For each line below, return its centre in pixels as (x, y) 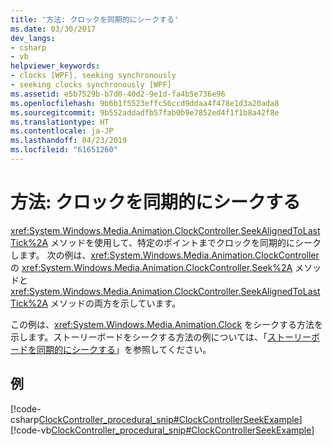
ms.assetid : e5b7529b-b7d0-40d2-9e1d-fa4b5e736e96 (118, 94)
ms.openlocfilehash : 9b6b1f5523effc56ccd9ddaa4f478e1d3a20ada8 (145, 103)
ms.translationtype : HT (60, 122)
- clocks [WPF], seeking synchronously (93, 76)
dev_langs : (33, 38)
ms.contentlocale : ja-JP (62, 131)
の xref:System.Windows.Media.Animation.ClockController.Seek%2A (151, 267)
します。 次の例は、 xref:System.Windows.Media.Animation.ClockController (165, 255)
